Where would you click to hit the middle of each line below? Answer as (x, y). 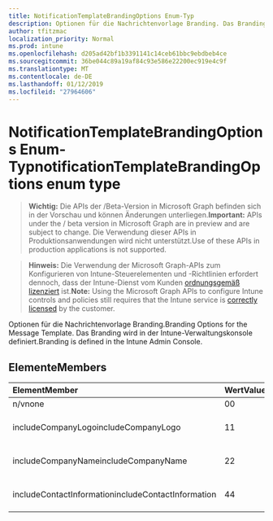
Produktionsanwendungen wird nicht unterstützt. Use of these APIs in (144, 241)
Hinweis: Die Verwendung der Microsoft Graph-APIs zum (124, 265)
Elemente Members (58, 367)
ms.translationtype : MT (49, 69)
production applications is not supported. (97, 250)
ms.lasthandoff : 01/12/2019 (56, 84)
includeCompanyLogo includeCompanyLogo (97, 427)
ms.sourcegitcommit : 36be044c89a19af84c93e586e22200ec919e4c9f (118, 62)
